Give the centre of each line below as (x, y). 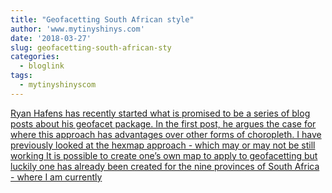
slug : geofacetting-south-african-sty (91, 47)
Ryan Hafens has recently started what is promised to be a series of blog (160, 113)
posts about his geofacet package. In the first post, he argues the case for (163, 123)
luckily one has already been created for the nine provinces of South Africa (165, 166)
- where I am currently (56, 177)
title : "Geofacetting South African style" (102, 19)
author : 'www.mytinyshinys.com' (77, 29)
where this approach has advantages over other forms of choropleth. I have (166, 134)
